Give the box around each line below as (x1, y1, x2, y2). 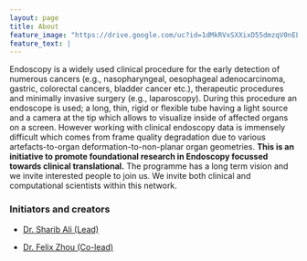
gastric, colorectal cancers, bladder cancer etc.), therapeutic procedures (9, 83, 284, 94)
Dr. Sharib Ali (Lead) (22, 224, 99, 235)
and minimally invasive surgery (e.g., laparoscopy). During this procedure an (9, 93, 297, 104)
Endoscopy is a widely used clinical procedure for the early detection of (9, 64, 281, 75)
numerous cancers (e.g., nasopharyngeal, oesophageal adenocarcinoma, (9, 74, 286, 85)
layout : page (9, 13, 59, 23)
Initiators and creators (9, 203, 111, 215)
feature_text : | (9, 38, 71, 48)
